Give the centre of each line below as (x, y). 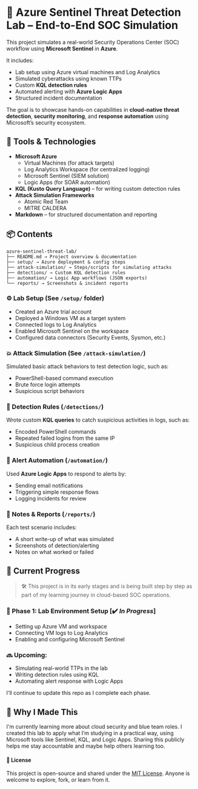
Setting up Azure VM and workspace (61, 627)
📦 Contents (29, 234)
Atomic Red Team (46, 201)
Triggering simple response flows (57, 492)
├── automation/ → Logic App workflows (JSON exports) (77, 278)
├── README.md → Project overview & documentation (71, 257)
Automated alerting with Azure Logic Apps (68, 91)
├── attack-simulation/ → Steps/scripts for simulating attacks (89, 267)
